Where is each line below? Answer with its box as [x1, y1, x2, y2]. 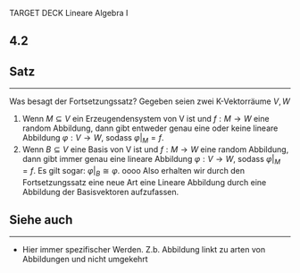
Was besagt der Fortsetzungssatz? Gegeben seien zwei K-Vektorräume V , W [9, 96, 290, 107]
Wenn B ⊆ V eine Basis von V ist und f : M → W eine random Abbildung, [21, 144, 289, 155]
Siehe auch [9, 212, 73, 227]
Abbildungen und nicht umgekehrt [21, 254, 149, 265]
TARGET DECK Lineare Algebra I [9, 8, 129, 18]
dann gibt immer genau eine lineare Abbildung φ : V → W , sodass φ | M [21, 154, 281, 166]
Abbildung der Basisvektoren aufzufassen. [21, 186, 179, 197]
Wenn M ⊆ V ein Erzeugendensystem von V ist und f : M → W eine [21, 114, 270, 124]
